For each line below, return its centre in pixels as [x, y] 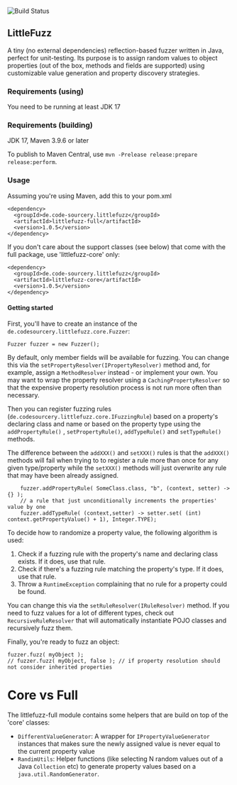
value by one [27, 507]
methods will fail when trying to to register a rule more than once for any [113, 460]
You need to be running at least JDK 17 [64, 107]
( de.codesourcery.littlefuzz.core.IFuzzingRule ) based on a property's [113, 416]
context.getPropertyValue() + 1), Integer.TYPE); [82, 519]
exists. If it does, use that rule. [62, 561]
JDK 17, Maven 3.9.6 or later [48, 141]
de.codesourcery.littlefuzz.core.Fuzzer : [69, 331]
